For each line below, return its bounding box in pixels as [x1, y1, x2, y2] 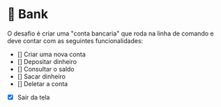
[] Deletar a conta [17, 79, 68, 88]
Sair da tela [17, 93, 50, 101]
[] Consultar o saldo [17, 65, 75, 73]
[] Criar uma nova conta [17, 50, 86, 58]
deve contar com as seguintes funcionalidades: [7, 36, 144, 44]
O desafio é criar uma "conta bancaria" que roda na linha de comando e [7, 29, 214, 38]
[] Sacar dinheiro [17, 72, 66, 81]
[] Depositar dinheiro [17, 57, 77, 65]
